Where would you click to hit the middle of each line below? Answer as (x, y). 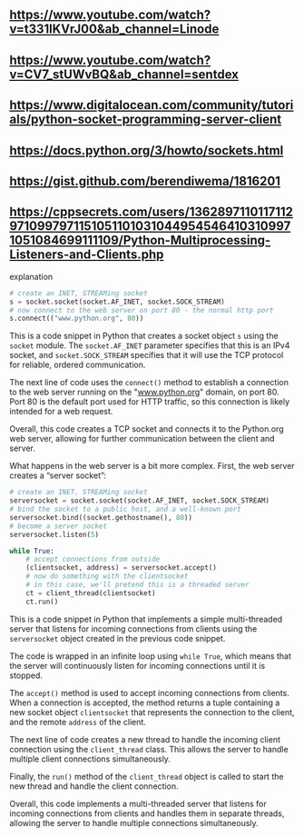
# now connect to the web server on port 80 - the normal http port (142, 310)
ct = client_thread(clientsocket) (91, 593)
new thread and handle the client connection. (94, 786)
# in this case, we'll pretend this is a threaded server (137, 585)
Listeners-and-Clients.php (87, 255)
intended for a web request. (61, 412)
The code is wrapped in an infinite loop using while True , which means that (151, 656)
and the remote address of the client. (78, 722)
